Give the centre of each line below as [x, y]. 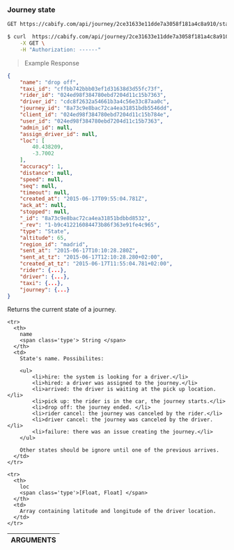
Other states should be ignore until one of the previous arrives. [119, 450]
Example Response [52, 63]
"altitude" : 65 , [44, 238]
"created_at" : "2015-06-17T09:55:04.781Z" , [84, 199]
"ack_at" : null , [44, 206]
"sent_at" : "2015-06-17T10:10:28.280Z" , [79, 251]
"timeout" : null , [45, 192]
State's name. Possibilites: [62, 359]
